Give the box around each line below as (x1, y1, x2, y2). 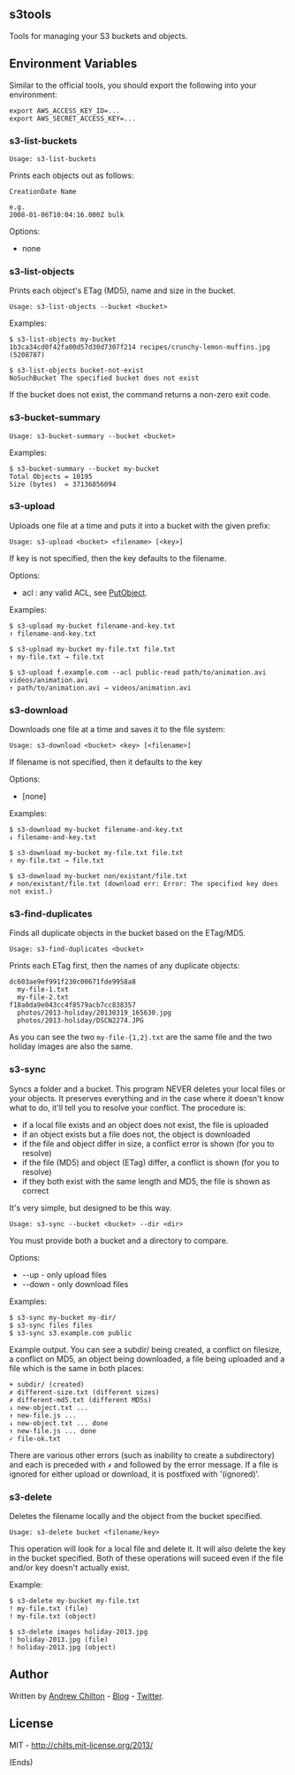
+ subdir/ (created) (9, 1380, 86, 1389)
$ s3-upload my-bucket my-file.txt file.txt (9, 644, 176, 653)
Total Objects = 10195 (9, 472, 93, 481)
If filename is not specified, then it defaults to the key (9, 757, 203, 768)
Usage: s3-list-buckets (9, 154, 97, 163)
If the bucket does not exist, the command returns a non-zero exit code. (9, 390, 271, 400)
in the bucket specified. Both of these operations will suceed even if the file (9, 1553, 284, 1563)
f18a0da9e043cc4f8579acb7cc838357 (9, 1000, 137, 1010)
